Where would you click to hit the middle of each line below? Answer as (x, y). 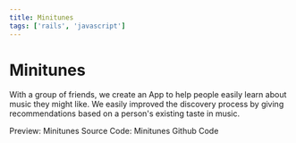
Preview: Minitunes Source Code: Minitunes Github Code (114, 131)
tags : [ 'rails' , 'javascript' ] (68, 26)
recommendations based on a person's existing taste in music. (125, 114)
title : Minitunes (42, 17)
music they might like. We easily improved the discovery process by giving (147, 105)
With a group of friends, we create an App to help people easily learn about (148, 95)
